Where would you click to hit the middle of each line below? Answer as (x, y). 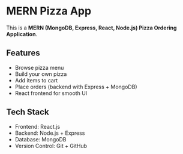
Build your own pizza (41, 74)
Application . (22, 34)
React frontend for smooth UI (51, 93)
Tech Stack (28, 112)
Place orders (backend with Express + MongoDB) (76, 87)
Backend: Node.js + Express (50, 133)
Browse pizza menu (39, 67)
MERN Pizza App (49, 11)
